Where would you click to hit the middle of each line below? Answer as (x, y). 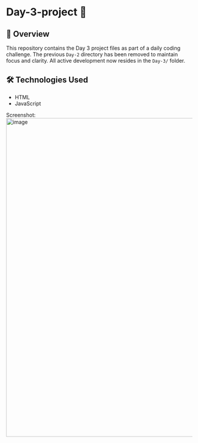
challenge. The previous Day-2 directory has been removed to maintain (92, 54)
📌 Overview (28, 34)
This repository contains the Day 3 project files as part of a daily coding (93, 48)
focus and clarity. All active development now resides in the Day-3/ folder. (96, 61)
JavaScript (28, 104)
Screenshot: (21, 115)
